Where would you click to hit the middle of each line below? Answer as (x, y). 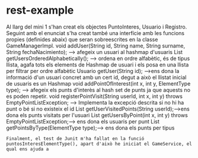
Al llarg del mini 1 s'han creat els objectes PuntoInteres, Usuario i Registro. (97, 27)
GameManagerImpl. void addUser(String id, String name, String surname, (96, 46)
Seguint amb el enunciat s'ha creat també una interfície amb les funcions (95, 33)
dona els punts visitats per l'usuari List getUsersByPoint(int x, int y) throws (97, 115)
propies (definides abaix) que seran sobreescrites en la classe (82, 39)
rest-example (40, 10)
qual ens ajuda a (28, 149)
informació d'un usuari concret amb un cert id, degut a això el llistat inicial (96, 77)
